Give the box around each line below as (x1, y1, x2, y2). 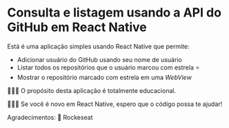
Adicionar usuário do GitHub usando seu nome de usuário (17, 55, 183, 63)
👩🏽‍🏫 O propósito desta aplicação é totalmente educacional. (7, 86, 177, 94)
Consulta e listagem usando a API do (7, 5, 222, 21)
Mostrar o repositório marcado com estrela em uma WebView (17, 73, 192, 81)
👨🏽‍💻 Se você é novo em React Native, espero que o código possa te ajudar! (7, 100, 223, 108)
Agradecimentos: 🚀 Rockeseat (7, 113, 93, 121)
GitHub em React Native (7, 19, 147, 35)
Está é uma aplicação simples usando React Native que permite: (7, 42, 190, 50)
